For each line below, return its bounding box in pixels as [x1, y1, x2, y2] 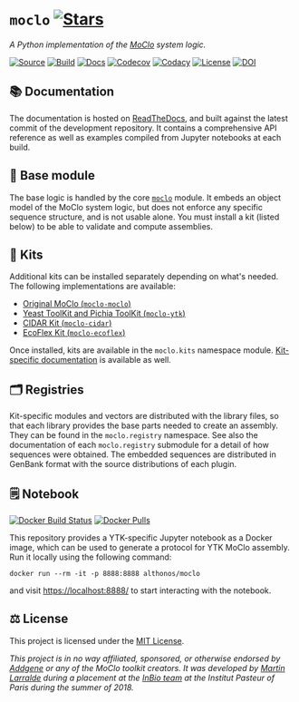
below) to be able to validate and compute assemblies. [9, 220, 214, 231]
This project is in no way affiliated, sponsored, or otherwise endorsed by [9, 653, 281, 664]
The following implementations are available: [9, 281, 177, 292]
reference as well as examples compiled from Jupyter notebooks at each [9, 132, 282, 142]
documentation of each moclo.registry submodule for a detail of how [9, 440, 269, 451]
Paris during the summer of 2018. [9, 681, 134, 693]
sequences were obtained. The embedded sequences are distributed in [9, 449, 276, 460]
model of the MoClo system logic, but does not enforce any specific [9, 201, 263, 212]
